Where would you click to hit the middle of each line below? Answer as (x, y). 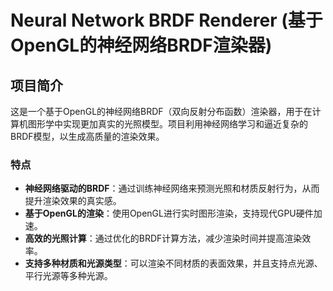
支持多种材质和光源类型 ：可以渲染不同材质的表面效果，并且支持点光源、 (173, 263)
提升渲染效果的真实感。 (73, 201)
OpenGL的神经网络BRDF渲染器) (141, 45)
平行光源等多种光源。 (68, 276)
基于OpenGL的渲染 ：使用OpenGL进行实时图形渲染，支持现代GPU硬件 (169, 213)
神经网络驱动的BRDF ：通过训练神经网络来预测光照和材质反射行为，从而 (172, 188)
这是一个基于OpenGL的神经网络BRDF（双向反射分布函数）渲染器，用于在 (161, 111)
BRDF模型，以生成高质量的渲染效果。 (87, 136)
